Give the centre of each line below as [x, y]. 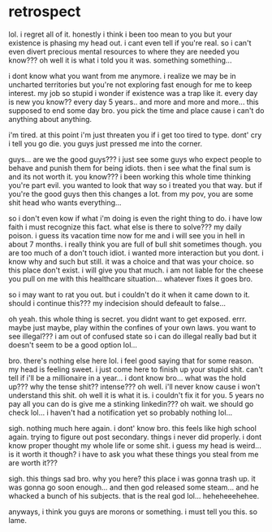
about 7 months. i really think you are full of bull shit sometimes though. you [135, 244]
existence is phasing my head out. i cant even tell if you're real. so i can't [130, 42]
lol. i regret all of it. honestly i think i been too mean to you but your [120, 34]
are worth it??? [33, 463]
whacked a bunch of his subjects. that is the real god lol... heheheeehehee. [134, 495]
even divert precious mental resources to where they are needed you [124, 51]
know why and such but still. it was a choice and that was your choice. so [131, 261]
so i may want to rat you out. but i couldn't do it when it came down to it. [129, 294]
